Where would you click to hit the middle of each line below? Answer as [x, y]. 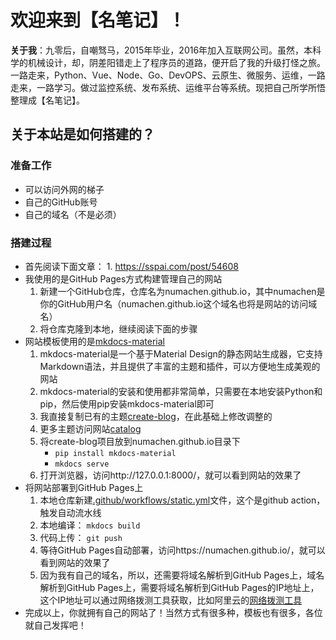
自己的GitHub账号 [61, 202]
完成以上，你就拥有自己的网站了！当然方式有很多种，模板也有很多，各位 [173, 612]
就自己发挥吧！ [55, 625]
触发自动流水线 [70, 512]
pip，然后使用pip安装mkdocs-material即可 [127, 403]
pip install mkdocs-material [115, 453]
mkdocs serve [82, 464]
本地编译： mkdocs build [90, 525]
